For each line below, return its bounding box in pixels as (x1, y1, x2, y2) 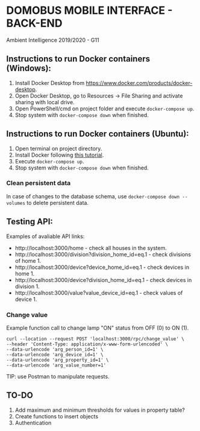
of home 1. (14, 257, 42, 264)
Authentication (14, 419, 52, 426)
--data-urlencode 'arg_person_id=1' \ (6, 346, 104, 353)
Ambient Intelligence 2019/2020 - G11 (6, 36, 99, 43)
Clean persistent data (6, 179, 71, 187)
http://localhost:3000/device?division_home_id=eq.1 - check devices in (14, 276, 192, 283)
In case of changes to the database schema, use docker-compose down (6, 192, 180, 200)
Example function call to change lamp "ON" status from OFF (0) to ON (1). (6, 324, 189, 332)
